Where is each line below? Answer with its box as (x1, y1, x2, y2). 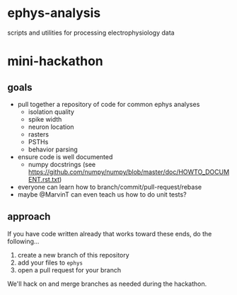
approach (7, 211, 51, 223)
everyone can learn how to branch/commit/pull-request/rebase (17, 183, 202, 191)
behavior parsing (28, 145, 78, 154)
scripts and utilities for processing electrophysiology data (7, 28, 175, 37)
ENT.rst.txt (28, 175, 60, 183)
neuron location (28, 122, 74, 131)
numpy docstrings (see (28, 160, 96, 168)
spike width (28, 115, 62, 123)
